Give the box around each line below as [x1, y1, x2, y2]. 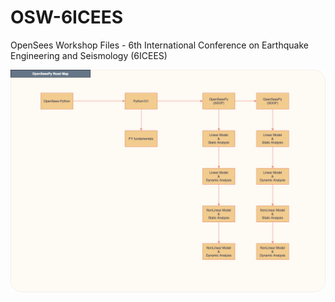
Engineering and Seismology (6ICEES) [10, 49, 168, 61]
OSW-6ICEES [10, 6, 124, 29]
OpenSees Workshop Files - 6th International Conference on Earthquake [10, 39, 309, 51]
